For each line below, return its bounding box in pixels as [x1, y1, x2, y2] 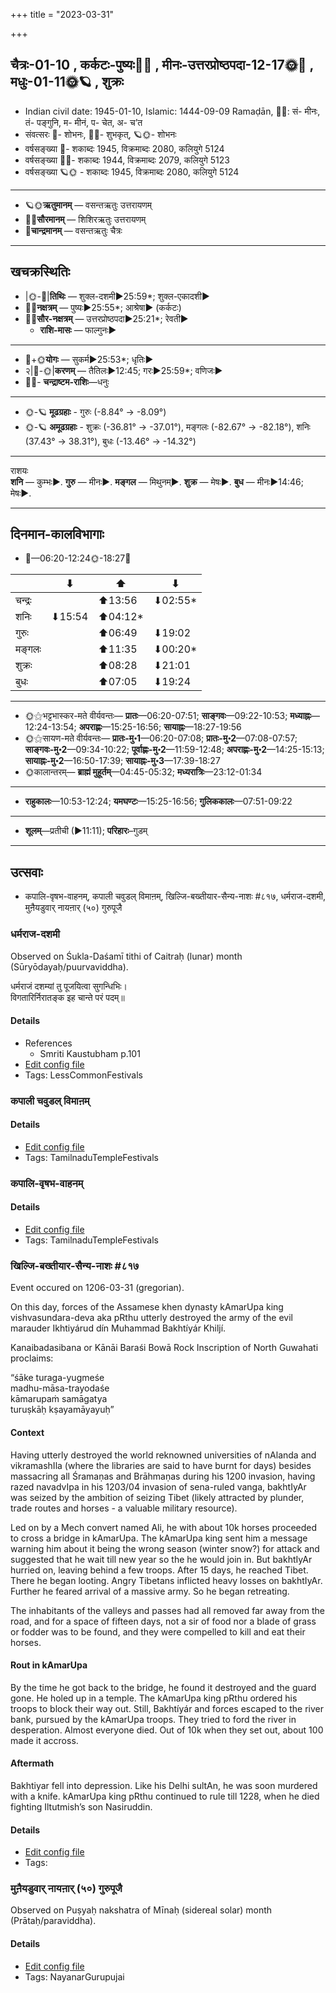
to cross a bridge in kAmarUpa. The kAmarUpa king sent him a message [10, 1532, 308, 1544]
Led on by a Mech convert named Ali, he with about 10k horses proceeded [10, 1521, 318, 1533]
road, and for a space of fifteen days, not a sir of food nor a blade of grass [10, 1615, 317, 1627]
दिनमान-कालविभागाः [10, 526, 105, 543]
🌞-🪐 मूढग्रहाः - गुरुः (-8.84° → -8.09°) [24, 405, 167, 418]
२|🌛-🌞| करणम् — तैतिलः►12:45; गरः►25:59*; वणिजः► [24, 364, 223, 376]
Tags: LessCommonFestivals [24, 1069, 143, 1081]
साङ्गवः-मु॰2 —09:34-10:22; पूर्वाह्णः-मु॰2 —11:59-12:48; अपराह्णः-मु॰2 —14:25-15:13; [24, 744, 325, 756]
